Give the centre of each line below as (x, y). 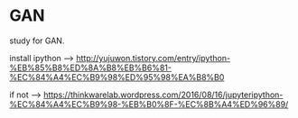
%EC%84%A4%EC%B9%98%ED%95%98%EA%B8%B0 (117, 77)
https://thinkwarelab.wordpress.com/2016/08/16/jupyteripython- (163, 95)
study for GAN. (37, 41)
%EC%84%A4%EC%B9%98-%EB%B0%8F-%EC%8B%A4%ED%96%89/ (149, 104)
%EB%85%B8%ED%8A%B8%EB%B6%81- (90, 68)
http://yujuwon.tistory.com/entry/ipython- (154, 58)
